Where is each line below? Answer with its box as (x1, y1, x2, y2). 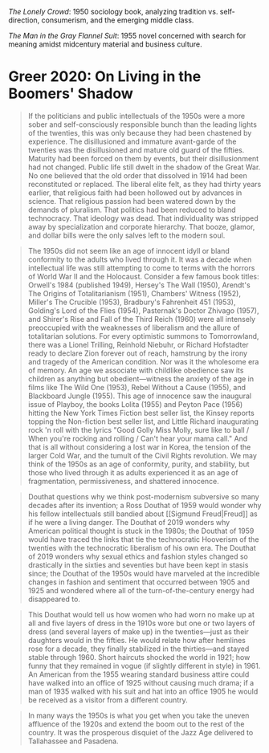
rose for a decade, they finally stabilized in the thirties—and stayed (27, 644, 250, 653)
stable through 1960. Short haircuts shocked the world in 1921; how (27, 652, 251, 661)
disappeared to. (27, 594, 80, 604)
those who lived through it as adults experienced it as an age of (27, 467, 238, 477)
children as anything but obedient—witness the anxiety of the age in (27, 373, 255, 384)
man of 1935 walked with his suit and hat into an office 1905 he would (27, 686, 259, 696)
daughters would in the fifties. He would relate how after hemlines (27, 635, 247, 645)
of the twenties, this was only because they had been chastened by (27, 128, 252, 137)
